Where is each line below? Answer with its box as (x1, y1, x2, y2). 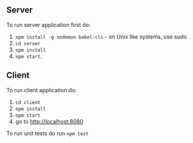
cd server (15, 40, 41, 46)
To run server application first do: (6, 21, 91, 28)
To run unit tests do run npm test (6, 130, 89, 137)
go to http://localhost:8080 (15, 117, 84, 125)
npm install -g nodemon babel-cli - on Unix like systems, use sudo (15, 33, 187, 40)
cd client (15, 99, 41, 106)
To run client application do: (6, 86, 77, 94)
